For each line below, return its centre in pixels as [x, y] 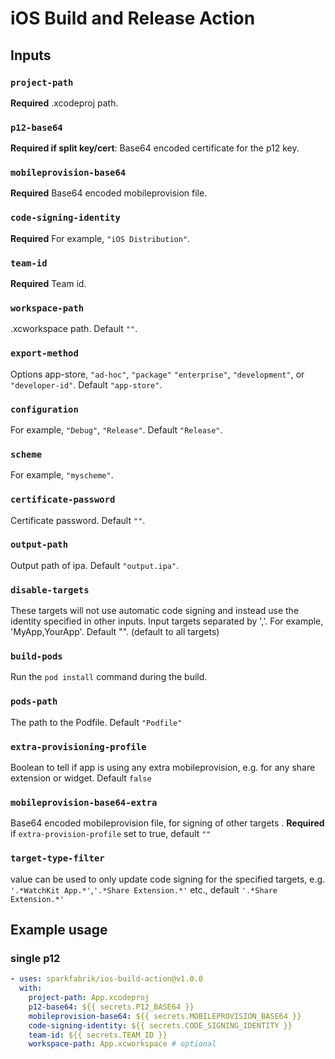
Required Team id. [48, 284]
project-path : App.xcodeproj [89, 998]
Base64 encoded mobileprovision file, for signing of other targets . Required [167, 823]
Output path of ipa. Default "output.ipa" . [95, 565]
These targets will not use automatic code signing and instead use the [155, 611]
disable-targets [50, 590]
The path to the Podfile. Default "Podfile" [96, 722]
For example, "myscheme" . [62, 475]
